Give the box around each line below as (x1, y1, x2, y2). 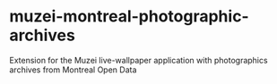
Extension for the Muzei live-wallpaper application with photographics (9, 55, 268, 65)
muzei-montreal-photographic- (9, 6, 249, 27)
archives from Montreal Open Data (9, 64, 137, 75)
